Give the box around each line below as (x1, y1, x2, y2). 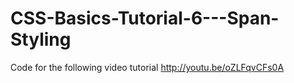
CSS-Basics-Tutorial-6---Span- (10, 7, 280, 30)
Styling (10, 28, 72, 51)
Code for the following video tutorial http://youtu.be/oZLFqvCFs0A (10, 61, 285, 73)
